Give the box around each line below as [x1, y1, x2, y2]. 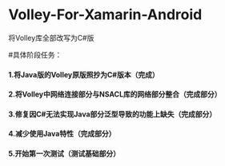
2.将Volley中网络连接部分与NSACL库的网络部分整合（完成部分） [8, 89, 222, 99]
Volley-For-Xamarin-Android [8, 6, 203, 24]
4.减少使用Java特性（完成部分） [8, 129, 116, 139]
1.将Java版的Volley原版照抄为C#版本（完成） [8, 69, 159, 79]
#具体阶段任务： [8, 49, 62, 59]
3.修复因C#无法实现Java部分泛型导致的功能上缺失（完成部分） [8, 109, 217, 119]
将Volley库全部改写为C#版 [8, 33, 94, 42]
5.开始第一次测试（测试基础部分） [8, 148, 121, 158]
